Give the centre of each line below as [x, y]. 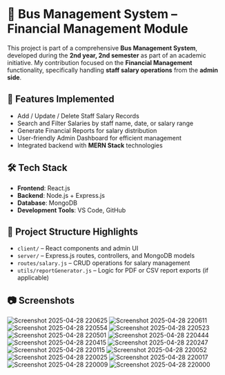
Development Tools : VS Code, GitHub [71, 210]
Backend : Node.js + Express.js [61, 195]
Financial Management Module [98, 29]
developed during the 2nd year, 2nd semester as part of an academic [107, 55]
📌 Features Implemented [61, 99]
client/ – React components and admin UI [78, 248]
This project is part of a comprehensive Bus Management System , [102, 48]
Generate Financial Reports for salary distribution [87, 130]
